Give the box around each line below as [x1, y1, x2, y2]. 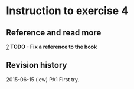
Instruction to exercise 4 [6, 4, 129, 18]
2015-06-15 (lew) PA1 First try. [6, 75, 80, 83]
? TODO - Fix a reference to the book [6, 43, 97, 50]
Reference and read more [6, 28, 102, 38]
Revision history [6, 60, 67, 70]
